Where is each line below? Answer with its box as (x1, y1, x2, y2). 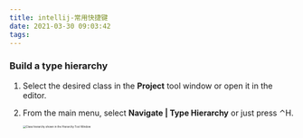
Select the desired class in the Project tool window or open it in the (22, 80, 273, 91)
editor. (22, 89, 47, 100)
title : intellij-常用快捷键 (9, 13, 109, 23)
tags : (9, 30, 30, 39)
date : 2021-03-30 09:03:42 (9, 22, 111, 31)
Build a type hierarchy (9, 60, 109, 72)
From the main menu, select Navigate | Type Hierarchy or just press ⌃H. (22, 107, 294, 118)
